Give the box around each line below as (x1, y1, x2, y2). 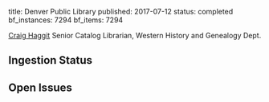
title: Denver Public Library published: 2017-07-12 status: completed (8, 7, 234, 16)
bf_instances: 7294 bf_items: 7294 (8, 15, 124, 25)
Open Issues (8, 80, 72, 94)
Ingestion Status (8, 53, 93, 67)
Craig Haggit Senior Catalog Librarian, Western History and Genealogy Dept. (8, 31, 262, 40)
